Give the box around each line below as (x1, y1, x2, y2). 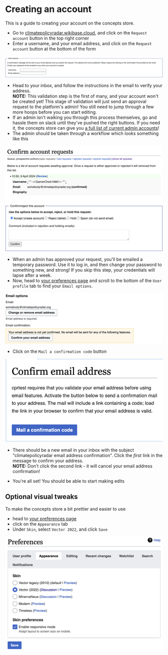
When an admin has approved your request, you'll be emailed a (12, 257, 143, 263)
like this (12, 135, 28, 141)
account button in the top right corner (12, 35, 89, 41)
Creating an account (5, 4, 92, 15)
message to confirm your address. (12, 458, 83, 464)
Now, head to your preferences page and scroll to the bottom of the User (12, 278, 162, 284)
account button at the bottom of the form (12, 46, 96, 52)
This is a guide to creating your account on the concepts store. (5, 20, 135, 26)
